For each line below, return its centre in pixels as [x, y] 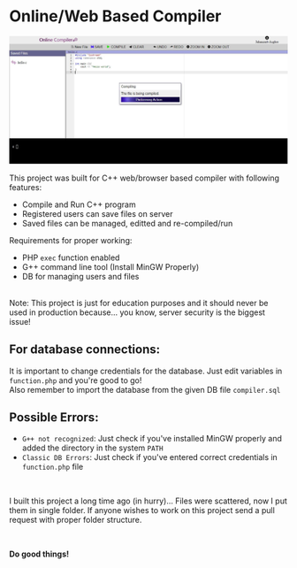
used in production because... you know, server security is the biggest [137, 312]
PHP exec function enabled [71, 257]
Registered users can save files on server [97, 213]
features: [26, 187]
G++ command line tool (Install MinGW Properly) [110, 266]
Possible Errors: [54, 417]
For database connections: [85, 350]
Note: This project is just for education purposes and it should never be [139, 303]
